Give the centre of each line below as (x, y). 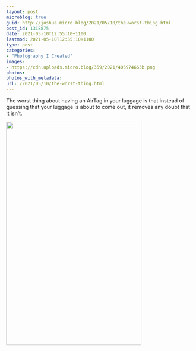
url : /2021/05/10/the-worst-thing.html (56, 84)
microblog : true (26, 17)
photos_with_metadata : (34, 78)
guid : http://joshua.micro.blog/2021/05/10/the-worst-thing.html (88, 23)
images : (16, 61)
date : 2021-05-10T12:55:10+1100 (46, 34)
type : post (20, 45)
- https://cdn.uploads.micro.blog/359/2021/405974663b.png (81, 67)
